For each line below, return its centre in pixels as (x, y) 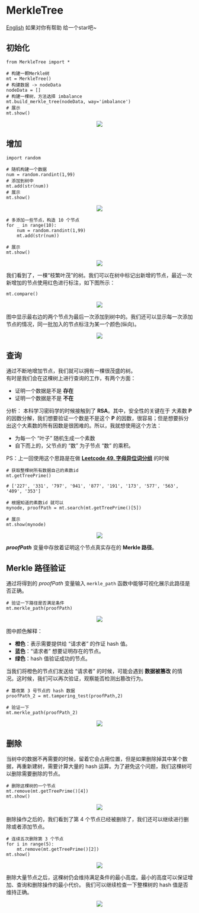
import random (24, 158)
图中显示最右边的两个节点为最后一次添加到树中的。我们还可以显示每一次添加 (99, 316)
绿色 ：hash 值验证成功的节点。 (52, 659)
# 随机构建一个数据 (27, 169)
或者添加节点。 (29, 826)
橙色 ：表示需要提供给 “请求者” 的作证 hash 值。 (73, 644)
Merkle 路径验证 (36, 568)
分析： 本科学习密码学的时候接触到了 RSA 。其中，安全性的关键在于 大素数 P (99, 411)
